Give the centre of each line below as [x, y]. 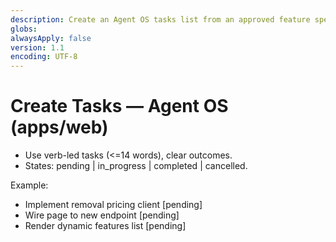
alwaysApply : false [51, 38]
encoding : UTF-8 [44, 57]
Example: [29, 185]
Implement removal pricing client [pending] [113, 205]
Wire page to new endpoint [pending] [102, 215]
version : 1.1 [37, 47]
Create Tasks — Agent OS [119, 106]
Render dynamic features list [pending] [105, 226]
